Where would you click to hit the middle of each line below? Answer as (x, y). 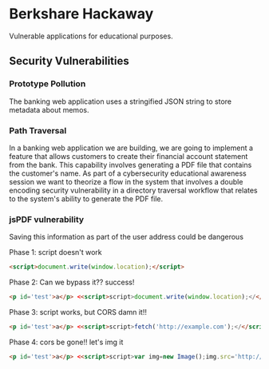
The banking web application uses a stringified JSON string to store (121, 101)
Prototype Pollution (47, 84)
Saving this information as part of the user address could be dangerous (127, 237)
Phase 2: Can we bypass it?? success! (72, 282)
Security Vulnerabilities (69, 61)
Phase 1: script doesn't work (55, 252)
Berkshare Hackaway (81, 14)
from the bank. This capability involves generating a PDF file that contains (131, 165)
